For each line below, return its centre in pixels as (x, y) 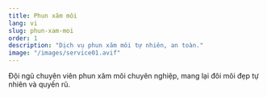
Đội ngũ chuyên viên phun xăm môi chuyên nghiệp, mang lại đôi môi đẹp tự (134, 76)
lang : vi (23, 23)
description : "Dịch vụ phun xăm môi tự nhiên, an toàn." (106, 46)
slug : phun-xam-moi (41, 30)
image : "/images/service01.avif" (65, 53)
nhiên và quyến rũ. (40, 84)
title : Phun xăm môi (43, 16)
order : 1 (23, 38)
